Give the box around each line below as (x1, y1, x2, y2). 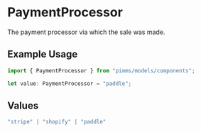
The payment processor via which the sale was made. (7, 28, 165, 36)
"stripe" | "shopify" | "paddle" (7, 119, 107, 126)
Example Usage (7, 48, 78, 60)
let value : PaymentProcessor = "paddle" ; (7, 79, 132, 87)
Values (7, 99, 39, 111)
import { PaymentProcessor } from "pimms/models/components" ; (7, 67, 195, 75)
